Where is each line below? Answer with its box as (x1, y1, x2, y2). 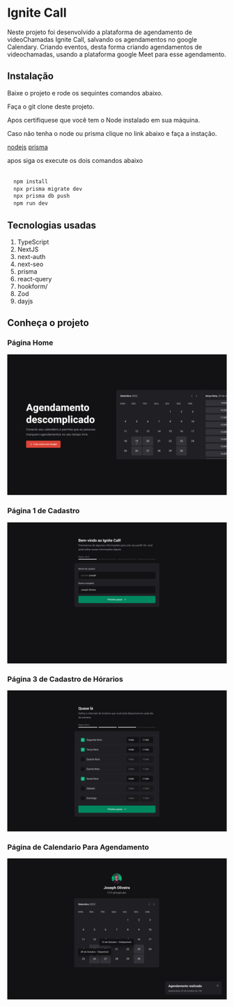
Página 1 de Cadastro (7, 506, 80, 516)
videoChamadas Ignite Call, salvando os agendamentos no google (7, 35, 197, 43)
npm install (13, 178, 49, 185)
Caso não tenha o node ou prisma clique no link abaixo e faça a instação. (7, 129, 217, 137)
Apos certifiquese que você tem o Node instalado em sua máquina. (7, 116, 201, 124)
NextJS (17, 245, 39, 253)
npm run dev (13, 200, 49, 207)
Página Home (7, 338, 54, 348)
